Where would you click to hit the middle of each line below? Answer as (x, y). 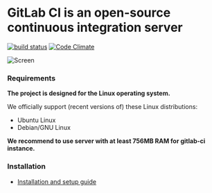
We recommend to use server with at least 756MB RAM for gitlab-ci (106, 141)
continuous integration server (95, 27)
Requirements (32, 78)
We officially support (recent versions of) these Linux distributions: (103, 107)
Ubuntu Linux (36, 120)
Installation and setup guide (57, 181)
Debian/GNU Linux (44, 128)
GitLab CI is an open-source (89, 13)
